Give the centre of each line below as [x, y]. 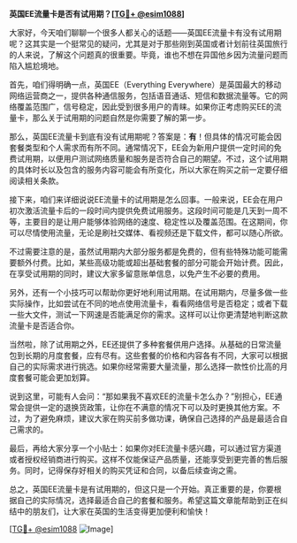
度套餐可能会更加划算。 [52, 378]
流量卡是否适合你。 [44, 325]
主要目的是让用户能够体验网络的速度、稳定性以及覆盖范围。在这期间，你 [156, 222]
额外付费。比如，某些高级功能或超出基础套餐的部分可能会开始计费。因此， [152, 263]
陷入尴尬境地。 [36, 66]
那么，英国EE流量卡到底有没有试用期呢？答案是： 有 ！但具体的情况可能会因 [145, 137]
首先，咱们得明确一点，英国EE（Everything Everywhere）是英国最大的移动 [145, 84]
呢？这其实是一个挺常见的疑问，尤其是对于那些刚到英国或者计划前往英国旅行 [148, 44]
